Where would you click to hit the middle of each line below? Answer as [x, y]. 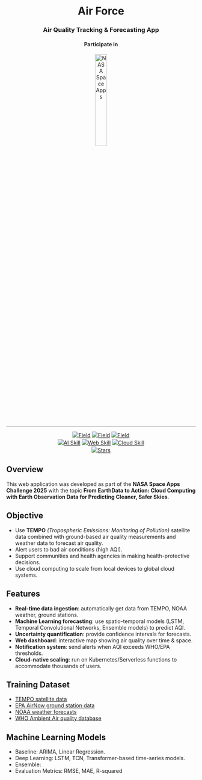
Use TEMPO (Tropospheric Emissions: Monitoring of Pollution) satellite [103, 530]
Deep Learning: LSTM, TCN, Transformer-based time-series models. [100, 758]
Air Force [101, 11]
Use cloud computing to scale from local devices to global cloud [95, 568]
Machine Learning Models [56, 737]
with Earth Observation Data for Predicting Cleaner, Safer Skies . [88, 497]
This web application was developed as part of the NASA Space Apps [93, 484]
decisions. [28, 562]
